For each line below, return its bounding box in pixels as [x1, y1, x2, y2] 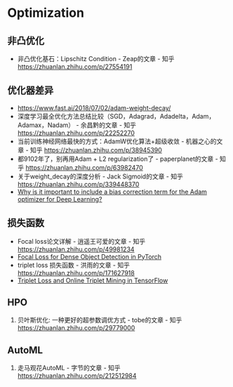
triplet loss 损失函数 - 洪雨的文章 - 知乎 [17, 261, 130, 269]
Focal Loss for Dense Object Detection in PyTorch [17, 252, 162, 261]
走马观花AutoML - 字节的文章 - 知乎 [17, 364, 121, 372]
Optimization [7, 5, 84, 21]
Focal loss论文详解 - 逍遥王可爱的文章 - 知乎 [17, 237, 146, 245]
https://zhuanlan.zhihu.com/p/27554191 [17, 63, 133, 71]
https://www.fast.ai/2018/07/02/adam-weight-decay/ [17, 103, 171, 112]
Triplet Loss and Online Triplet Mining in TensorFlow [17, 276, 168, 284]
